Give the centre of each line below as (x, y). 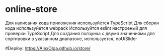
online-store (31, 9)
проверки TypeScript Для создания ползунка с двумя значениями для (80, 33)
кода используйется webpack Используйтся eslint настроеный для (76, 28)
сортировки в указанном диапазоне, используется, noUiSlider (71, 39)
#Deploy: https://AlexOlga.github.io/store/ (48, 48)
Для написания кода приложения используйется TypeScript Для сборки (82, 23)
